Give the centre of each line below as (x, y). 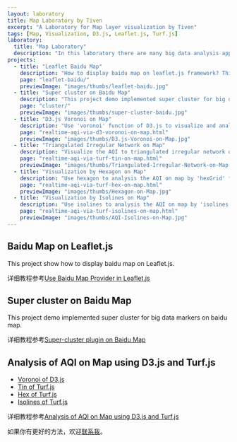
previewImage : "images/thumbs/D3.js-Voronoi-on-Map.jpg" (105, 139)
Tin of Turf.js (36, 387)
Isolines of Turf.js (43, 402)
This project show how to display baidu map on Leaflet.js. (91, 263)
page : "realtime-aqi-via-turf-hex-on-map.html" (91, 185)
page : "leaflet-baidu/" (55, 80)
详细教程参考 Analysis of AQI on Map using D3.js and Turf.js (93, 417)
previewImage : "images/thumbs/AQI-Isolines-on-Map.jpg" (104, 218)
